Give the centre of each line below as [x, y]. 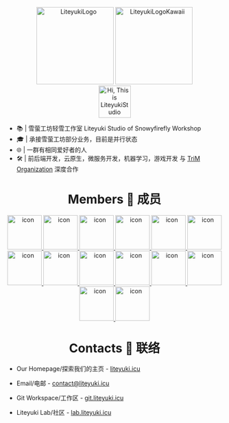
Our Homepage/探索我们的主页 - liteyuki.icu [78, 368]
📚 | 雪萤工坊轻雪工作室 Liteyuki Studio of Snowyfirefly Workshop [109, 128]
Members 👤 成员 [114, 199]
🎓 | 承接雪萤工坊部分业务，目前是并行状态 [77, 139]
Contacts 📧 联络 [114, 348]
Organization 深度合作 [47, 169]
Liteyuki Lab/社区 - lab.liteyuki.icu [64, 412]
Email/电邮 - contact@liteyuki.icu [63, 383]
